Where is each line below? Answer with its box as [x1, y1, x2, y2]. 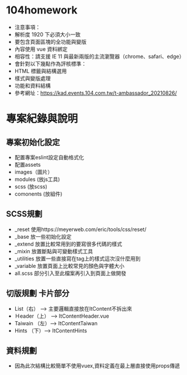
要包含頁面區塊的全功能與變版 [14, 38, 86, 45]
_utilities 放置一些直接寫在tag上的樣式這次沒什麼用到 [14, 255, 141, 262]
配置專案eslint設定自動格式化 [14, 153, 84, 161]
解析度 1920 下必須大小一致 [14, 30, 81, 38]
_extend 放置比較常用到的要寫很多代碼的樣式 [14, 240, 123, 247]
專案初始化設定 [6, 137, 60, 147]
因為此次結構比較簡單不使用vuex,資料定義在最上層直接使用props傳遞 [14, 362, 180, 369]
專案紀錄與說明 [6, 112, 78, 126]
